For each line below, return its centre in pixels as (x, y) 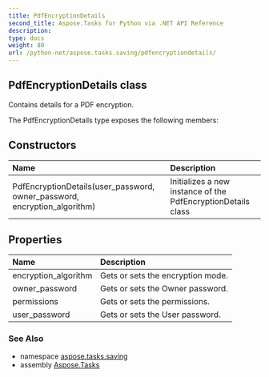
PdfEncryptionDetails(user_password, (84, 186)
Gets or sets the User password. (161, 315)
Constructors (42, 145)
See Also (26, 339)
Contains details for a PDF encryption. (71, 104)
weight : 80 (26, 46)
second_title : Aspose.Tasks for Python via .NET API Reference (116, 23)
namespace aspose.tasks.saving (74, 356)
